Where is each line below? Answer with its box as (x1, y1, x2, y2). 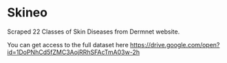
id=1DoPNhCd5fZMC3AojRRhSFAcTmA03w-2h (7, 48, 140, 56)
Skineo (7, 5, 48, 21)
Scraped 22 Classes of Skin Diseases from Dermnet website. (7, 27, 180, 36)
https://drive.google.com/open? (129, 40, 220, 49)
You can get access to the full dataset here (7, 40, 129, 49)
